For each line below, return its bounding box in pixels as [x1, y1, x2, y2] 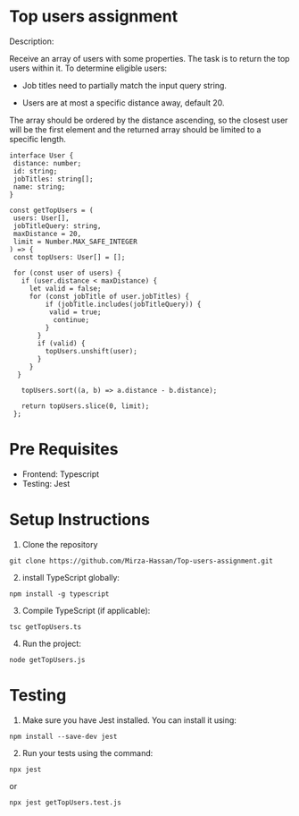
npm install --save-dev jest [9, 732, 118, 741]
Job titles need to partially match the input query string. [21, 80, 228, 90]
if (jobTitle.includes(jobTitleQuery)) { [45, 300, 202, 309]
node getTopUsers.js [9, 655, 87, 664]
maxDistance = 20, [12, 229, 82, 238]
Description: [9, 36, 54, 47]
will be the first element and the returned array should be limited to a [9, 123, 262, 135]
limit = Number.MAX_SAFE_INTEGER [12, 237, 138, 246]
